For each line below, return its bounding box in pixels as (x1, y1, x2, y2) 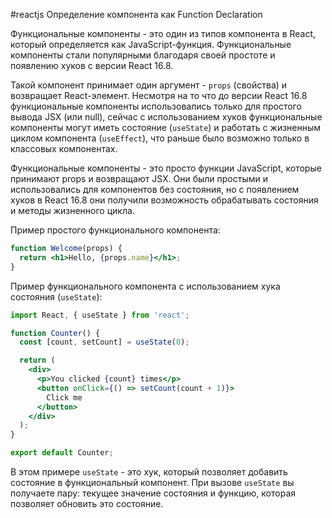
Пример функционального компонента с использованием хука (10, 280, 281, 292)
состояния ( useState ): (10, 290, 103, 303)
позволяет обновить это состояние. (10, 498, 164, 509)
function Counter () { (10, 328, 101, 338)
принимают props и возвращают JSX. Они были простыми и (10, 173, 268, 184)
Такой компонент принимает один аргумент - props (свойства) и (10, 79, 288, 91)
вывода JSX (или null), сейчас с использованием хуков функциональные (10, 111, 323, 123)
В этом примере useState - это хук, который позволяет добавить (10, 466, 288, 478)
